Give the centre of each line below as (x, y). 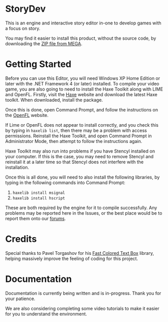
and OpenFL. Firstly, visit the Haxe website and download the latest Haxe (81, 94)
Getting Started (38, 64)
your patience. (20, 299)
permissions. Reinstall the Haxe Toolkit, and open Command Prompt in (78, 136)
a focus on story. (23, 28)
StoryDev (26, 9)
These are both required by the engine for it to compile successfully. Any (81, 208)
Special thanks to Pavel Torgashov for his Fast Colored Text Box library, (80, 253)
